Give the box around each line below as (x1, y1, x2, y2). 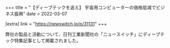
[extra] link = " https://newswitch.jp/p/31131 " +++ (5, 21, 107, 27)
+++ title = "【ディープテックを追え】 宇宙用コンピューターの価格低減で (5, 5, 156, 10)
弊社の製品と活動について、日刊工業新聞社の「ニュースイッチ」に (5, 31, 144, 37)
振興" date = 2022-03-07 (14, 11, 67, 17)
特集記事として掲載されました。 (14, 37, 81, 43)
